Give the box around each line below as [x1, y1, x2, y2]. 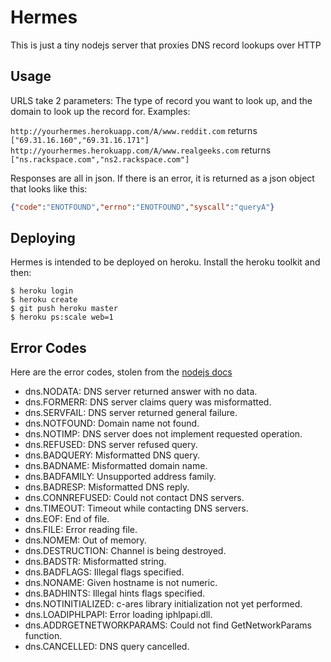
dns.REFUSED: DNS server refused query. [24, 439, 198, 451]
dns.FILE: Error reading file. [24, 524, 138, 536]
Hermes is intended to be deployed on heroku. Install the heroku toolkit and [10, 256, 321, 268]
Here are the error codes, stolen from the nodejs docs [10, 366, 233, 378]
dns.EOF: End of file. [24, 513, 110, 525]
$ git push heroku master [10, 304, 118, 314]
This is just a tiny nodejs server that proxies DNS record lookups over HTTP [10, 39, 322, 51]
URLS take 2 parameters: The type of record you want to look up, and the [10, 94, 313, 106]
